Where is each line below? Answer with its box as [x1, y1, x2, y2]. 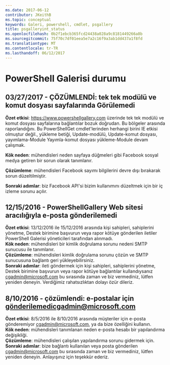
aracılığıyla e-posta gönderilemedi [5, 211, 117, 220]
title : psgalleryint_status [5, 27, 65, 32]
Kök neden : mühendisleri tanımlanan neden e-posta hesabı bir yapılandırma [5, 326, 165, 333]
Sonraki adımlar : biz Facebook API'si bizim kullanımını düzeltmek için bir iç [5, 183, 163, 189]
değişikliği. [5, 332, 28, 338]
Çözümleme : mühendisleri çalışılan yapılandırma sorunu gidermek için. [5, 337, 155, 344]
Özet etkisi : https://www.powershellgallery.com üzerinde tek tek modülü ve [5, 114, 164, 121]
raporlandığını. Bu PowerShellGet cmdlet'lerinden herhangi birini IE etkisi [5, 125, 158, 131]
